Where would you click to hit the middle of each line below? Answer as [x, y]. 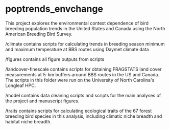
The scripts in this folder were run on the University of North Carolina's [80, 80]
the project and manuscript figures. [42, 101]
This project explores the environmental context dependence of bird [77, 23]
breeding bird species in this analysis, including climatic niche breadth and [84, 116]
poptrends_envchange [54, 9]
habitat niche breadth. [29, 121]
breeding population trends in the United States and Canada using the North [85, 28]
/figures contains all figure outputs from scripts [55, 59]
